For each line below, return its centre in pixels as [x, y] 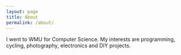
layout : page [22, 12]
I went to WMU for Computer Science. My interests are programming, [91, 40]
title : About [22, 17]
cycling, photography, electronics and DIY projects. [69, 46]
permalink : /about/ [30, 22]
